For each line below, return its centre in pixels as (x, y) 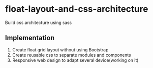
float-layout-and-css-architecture (77, 9)
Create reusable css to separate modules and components (72, 55)
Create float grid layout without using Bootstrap (60, 49)
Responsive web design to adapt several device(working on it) (75, 60)
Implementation (30, 38)
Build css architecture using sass (39, 23)
